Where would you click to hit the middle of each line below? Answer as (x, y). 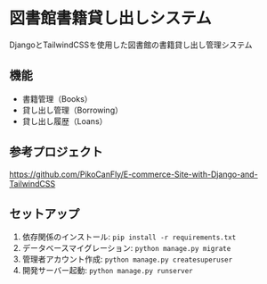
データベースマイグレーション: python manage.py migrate (126, 248)
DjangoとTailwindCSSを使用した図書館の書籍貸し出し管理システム (131, 45)
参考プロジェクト (56, 152)
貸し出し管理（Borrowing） (72, 110)
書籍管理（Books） (57, 98)
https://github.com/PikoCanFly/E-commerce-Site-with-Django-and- (133, 174)
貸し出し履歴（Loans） (65, 121)
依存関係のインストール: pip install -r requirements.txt (129, 237)
